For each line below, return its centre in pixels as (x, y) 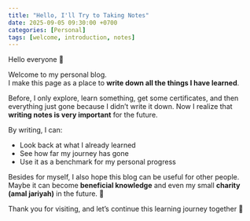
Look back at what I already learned (77, 145)
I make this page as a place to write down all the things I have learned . (124, 83)
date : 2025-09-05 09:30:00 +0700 (63, 23)
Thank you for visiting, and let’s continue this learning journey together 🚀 (126, 209)
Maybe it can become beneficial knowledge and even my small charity (124, 186)
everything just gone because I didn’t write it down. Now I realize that (121, 107)
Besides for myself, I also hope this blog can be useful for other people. (124, 177)
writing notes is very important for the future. (83, 115)
